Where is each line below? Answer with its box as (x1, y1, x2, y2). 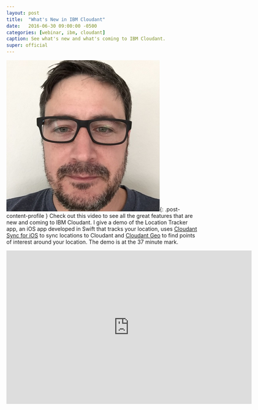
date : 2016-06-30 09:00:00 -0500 (6, 23, 97, 29)
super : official (6, 42, 48, 48)
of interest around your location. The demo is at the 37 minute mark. (6, 238, 179, 246)
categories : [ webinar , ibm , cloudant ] (6, 29, 105, 36)
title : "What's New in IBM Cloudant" (6, 16, 105, 23)
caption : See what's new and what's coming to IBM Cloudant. (6, 36, 166, 42)
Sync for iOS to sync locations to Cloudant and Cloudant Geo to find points (6, 232, 195, 239)
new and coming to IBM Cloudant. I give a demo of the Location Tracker (6, 219, 188, 226)
